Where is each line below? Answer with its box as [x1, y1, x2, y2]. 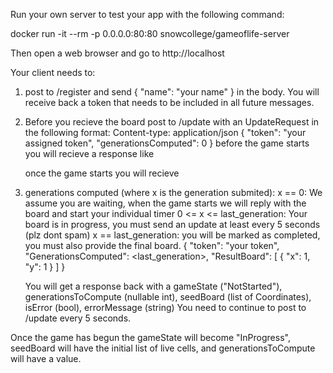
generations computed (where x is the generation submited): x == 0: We [24, 187, 323, 198]
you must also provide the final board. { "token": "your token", [24, 240, 280, 251]
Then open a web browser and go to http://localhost [10, 47, 225, 59]
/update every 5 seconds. [24, 312, 132, 324]
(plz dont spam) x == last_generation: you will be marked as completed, [24, 229, 321, 241]
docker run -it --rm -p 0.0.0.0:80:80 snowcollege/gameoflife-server [10, 28, 290, 39]
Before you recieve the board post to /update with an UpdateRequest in [24, 116, 320, 128]
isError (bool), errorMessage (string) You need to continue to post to [24, 302, 307, 313]
